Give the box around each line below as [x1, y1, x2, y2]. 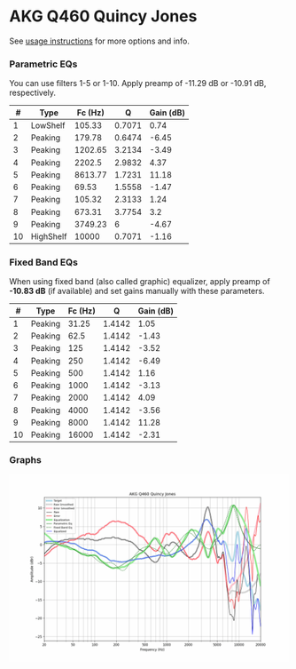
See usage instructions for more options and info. [9, 36, 191, 46]
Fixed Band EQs [9, 256, 78, 268]
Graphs [9, 454, 42, 466]
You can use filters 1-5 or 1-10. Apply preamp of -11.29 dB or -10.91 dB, [9, 78, 267, 89]
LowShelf [30, 120, 66, 131]
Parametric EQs [9, 58, 78, 70]
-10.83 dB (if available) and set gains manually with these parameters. [9, 286, 265, 297]
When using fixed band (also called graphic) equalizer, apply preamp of [9, 276, 270, 287]
